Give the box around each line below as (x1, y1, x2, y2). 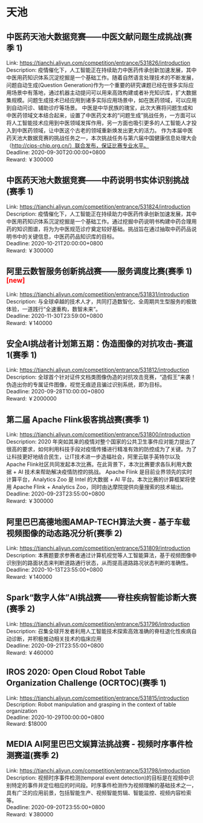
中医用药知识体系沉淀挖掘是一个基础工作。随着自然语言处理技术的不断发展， (6, 74, 197, 81)
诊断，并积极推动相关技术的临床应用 (11, 635, 101, 642)
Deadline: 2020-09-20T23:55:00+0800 (6, 803, 106, 810)
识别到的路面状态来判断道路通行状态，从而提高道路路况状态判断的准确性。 (6, 560, 192, 567)
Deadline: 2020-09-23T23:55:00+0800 (6, 490, 105, 497)
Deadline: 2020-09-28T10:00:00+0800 (6, 388, 105, 395)
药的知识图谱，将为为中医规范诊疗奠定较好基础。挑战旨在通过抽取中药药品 (6, 225, 192, 233)
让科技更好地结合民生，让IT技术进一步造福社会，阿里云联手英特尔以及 (6, 453, 181, 460)
